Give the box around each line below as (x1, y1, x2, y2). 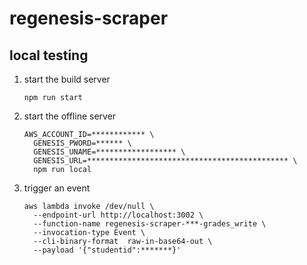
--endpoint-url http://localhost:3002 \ (33, 210, 204, 220)
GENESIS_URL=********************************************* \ (33, 156, 298, 166)
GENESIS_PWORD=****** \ (33, 138, 132, 148)
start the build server (23, 73, 111, 85)
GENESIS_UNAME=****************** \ (33, 147, 186, 157)
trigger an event (23, 182, 91, 194)
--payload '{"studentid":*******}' (33, 245, 182, 255)
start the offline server (23, 110, 117, 122)
